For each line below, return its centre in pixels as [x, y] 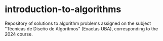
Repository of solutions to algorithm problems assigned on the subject [78, 23]
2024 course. [19, 34]
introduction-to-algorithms [63, 9]
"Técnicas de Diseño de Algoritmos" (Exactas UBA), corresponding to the [81, 28]
